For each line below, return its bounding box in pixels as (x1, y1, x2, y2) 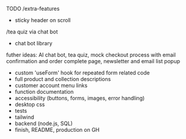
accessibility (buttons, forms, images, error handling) (14, 95, 145, 101)
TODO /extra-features (6, 5, 60, 12)
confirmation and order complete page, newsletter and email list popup (6, 58, 180, 64)
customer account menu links (14, 82, 88, 89)
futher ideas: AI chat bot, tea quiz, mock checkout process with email (6, 51, 176, 58)
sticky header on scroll (14, 17, 71, 23)
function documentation (14, 88, 74, 95)
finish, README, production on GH (14, 126, 100, 133)
